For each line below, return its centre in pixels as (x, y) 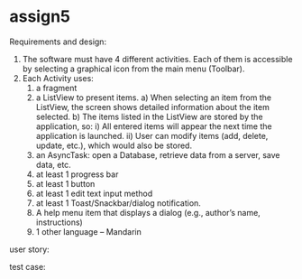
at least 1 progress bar (77, 174)
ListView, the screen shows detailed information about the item (153, 107)
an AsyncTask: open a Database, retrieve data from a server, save (158, 154)
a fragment (56, 88)
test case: (28, 266)
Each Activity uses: (58, 78)
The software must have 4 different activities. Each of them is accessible (157, 59)
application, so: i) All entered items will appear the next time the (154, 126)
